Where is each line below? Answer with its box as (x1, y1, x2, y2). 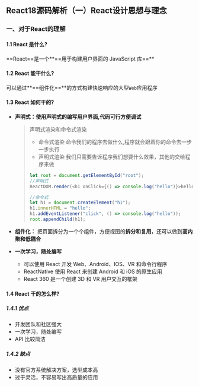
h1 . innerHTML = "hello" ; (29, 205, 91, 211)
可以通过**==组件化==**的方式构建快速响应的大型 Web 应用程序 (6, 84, 158, 91)
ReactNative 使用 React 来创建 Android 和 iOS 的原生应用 (23, 268, 163, 275)
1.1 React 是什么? (6, 40, 47, 48)
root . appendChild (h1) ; (29, 216, 86, 223)
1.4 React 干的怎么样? (6, 290, 60, 297)
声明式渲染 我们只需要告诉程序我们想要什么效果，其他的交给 (38, 153, 185, 160)
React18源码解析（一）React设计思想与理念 (6, 5, 167, 16)
